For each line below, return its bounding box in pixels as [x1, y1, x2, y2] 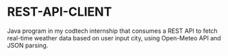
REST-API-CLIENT [7, 4, 112, 20]
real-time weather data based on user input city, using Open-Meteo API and [7, 33, 221, 42]
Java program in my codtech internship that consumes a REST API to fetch [7, 27, 218, 35]
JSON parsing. [7, 41, 49, 49]
